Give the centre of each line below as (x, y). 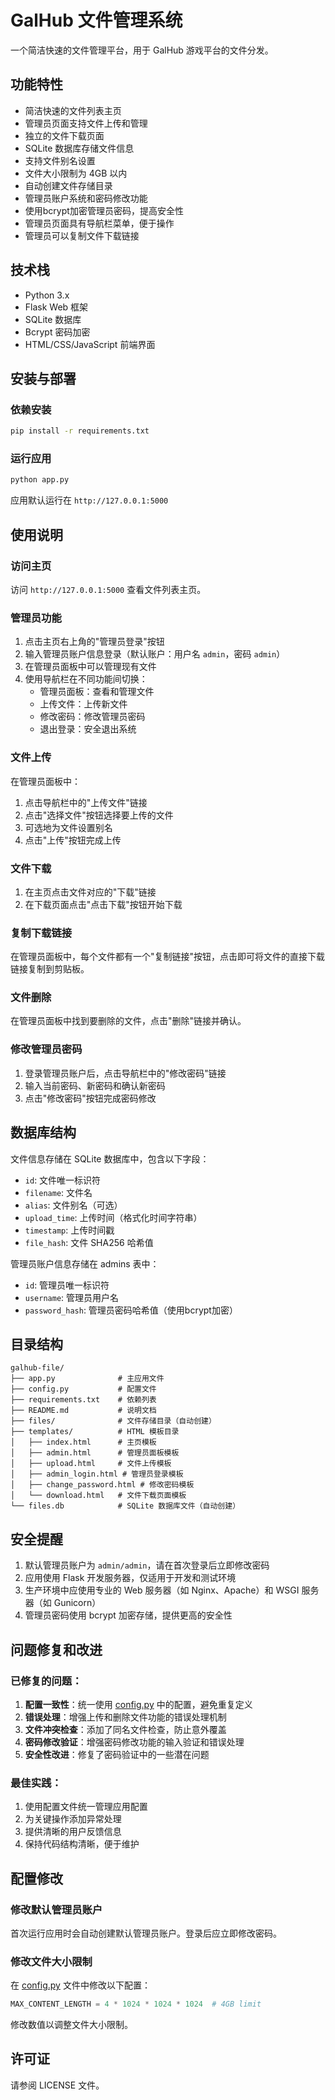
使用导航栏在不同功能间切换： (86, 679)
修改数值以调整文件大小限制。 (71, 2025)
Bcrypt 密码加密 (57, 332)
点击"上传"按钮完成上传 (73, 840)
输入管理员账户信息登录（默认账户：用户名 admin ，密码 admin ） (155, 654)
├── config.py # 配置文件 (83, 1389)
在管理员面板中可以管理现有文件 (90, 667)
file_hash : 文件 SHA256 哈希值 (89, 1242)
